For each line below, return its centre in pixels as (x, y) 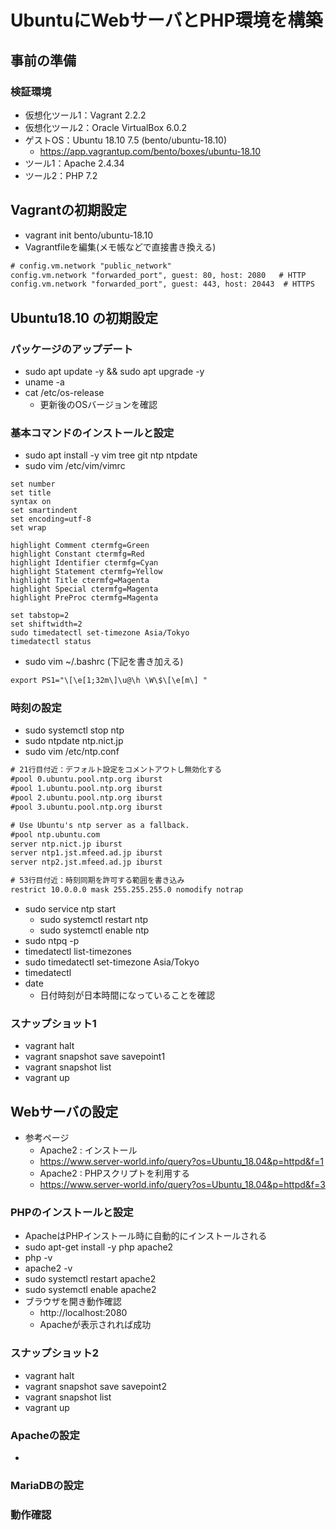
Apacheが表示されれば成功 (95, 1325)
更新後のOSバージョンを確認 (98, 404)
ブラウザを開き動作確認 (73, 1302)
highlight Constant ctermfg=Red (77, 554)
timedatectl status (51, 642)
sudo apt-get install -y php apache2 (99, 1247)
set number (33, 484)
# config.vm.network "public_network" (91, 266)
